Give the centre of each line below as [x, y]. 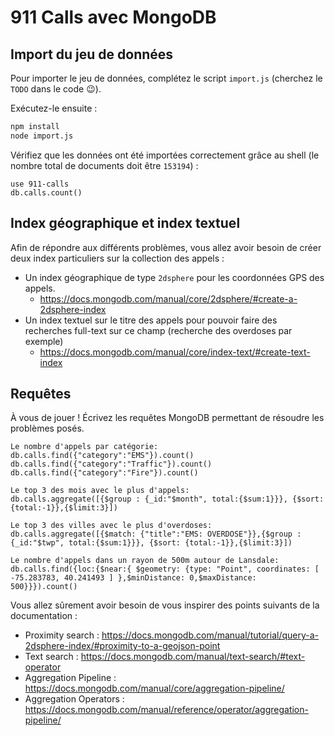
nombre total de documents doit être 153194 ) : [104, 165]
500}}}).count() [44, 587]
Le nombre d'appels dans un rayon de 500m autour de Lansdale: [145, 561]
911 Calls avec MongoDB [113, 17]
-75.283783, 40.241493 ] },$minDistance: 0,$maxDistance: [133, 578]
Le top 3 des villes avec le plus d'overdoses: [111, 526]
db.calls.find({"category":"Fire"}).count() [104, 473]
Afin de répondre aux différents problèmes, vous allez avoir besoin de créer [166, 247]
